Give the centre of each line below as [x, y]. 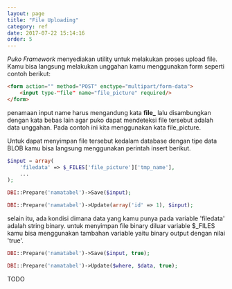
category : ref [28, 26]
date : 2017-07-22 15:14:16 [46, 33]
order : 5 [20, 40]
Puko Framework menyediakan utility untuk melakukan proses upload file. [113, 59]
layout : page [26, 14]
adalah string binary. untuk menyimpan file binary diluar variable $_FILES [111, 226]
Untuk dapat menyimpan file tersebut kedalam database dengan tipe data [112, 141]
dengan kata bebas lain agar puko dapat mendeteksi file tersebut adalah [110, 120]
